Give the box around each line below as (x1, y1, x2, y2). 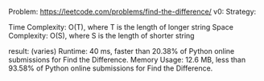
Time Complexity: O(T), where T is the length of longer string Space (8, 22, 233, 31)
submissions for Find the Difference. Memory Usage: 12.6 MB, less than (8, 55, 246, 64)
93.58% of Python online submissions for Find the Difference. (8, 63, 213, 73)
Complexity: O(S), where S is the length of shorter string (8, 31, 195, 40)
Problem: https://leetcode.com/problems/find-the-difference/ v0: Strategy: (8, 7, 257, 16)
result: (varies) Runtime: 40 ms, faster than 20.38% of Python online (8, 47, 235, 55)
